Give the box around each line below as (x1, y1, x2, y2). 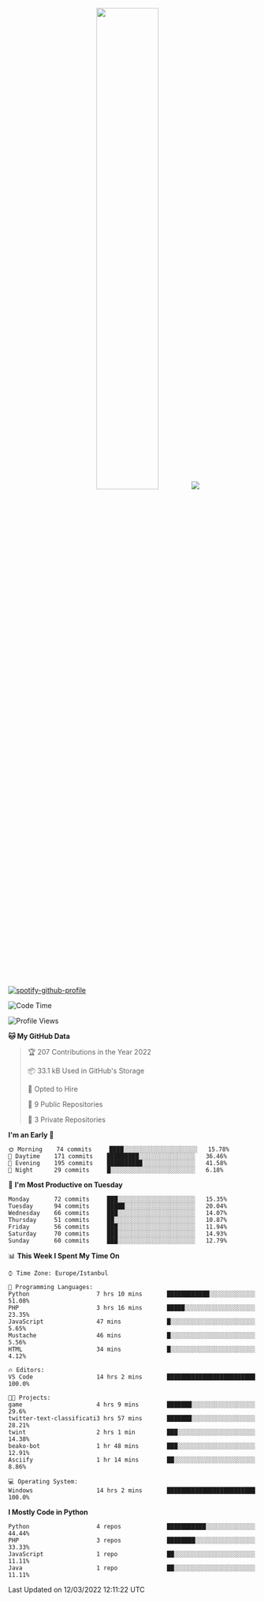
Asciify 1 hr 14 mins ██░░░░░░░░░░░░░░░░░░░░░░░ (8, 1456, 256, 1464)
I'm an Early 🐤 (8, 1130, 54, 1139)
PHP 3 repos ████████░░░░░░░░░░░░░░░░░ (8, 1536, 256, 1544)
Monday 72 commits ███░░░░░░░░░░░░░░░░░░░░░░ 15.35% (8, 1195, 227, 1203)
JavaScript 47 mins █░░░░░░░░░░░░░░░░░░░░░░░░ (8, 1318, 256, 1326)
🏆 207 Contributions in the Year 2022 (27, 1047, 152, 1056)
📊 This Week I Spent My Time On (8, 1251, 120, 1260)
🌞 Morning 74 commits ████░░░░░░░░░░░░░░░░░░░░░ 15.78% (8, 1145, 230, 1153)
